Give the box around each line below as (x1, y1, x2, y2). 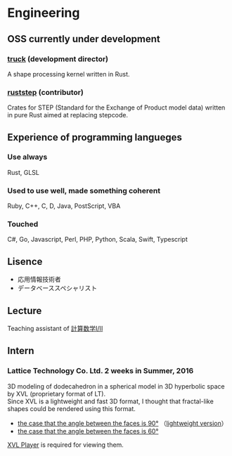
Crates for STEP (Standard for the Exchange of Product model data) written (7, 103, 226, 112)
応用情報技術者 (17, 275, 61, 284)
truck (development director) (7, 54, 109, 64)
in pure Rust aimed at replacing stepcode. (7, 111, 129, 119)
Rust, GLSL (7, 168, 40, 176)
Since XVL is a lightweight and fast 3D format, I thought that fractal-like (7, 397, 214, 405)
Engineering (7, 5, 80, 21)
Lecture (7, 304, 42, 317)
